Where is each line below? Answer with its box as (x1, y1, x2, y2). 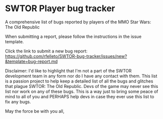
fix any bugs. (5, 99, 31, 104)
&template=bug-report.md (5, 58, 58, 64)
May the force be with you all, (5, 108, 65, 114)
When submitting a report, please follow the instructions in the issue (5, 34, 142, 39)
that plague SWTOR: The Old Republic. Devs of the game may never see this (5, 83, 158, 89)
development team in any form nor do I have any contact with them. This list (5, 73, 157, 79)
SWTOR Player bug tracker (5, 3, 115, 14)
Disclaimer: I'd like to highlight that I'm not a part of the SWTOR (5, 68, 132, 73)
